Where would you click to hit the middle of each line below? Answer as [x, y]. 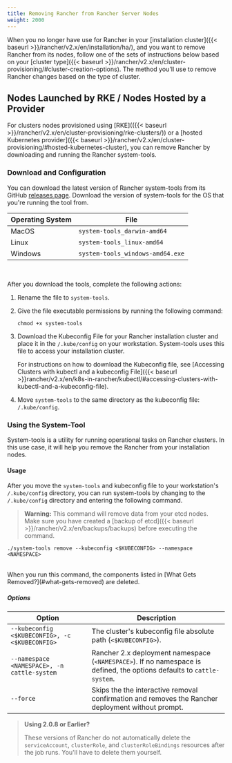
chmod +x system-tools [50, 323]
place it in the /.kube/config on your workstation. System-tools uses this [120, 343]
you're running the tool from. [48, 202]
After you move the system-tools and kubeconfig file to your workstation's [113, 486]
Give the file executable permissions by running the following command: [120, 311]
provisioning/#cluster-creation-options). [64, 69]
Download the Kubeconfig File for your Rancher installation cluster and [118, 336]
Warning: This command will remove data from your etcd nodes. [116, 514]
